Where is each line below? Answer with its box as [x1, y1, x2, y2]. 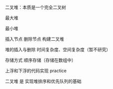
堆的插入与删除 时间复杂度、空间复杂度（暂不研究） [5, 47, 111, 52]
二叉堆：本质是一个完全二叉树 [5, 4, 66, 10]
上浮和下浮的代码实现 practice [5, 68, 67, 74]
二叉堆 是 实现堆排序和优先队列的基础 [5, 79, 82, 84]
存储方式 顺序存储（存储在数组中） [5, 57, 76, 63]
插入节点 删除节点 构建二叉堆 [5, 36, 64, 42]
